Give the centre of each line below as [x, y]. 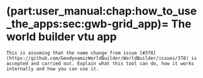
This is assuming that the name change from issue [72, 53]
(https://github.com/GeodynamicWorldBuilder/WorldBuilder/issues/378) [98, 58]
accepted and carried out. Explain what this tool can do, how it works [100, 63]
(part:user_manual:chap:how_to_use [101, 11]
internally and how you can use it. [53, 69]
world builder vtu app [62, 37]
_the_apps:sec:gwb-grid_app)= [88, 24]
